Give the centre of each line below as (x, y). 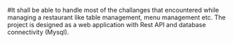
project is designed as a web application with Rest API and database (107, 25)
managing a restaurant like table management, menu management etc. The (116, 17)
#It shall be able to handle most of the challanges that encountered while (113, 10)
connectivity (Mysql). (38, 32)
